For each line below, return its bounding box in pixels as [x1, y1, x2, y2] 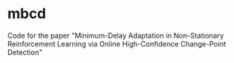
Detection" [7, 47, 43, 57]
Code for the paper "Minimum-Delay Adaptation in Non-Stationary [7, 31, 224, 40]
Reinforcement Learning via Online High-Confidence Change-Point [7, 39, 227, 48]
